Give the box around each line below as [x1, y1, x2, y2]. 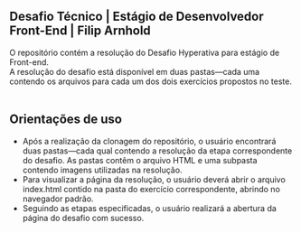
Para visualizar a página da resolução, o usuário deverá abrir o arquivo [22, 173, 287, 185]
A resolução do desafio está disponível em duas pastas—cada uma [9, 66, 260, 77]
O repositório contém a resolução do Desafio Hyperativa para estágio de [9, 47, 280, 58]
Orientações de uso [9, 112, 122, 127]
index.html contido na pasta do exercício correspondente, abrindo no [22, 183, 280, 194]
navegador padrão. [22, 193, 94, 204]
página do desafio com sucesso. [22, 212, 145, 223]
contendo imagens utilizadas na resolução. [22, 164, 183, 175]
